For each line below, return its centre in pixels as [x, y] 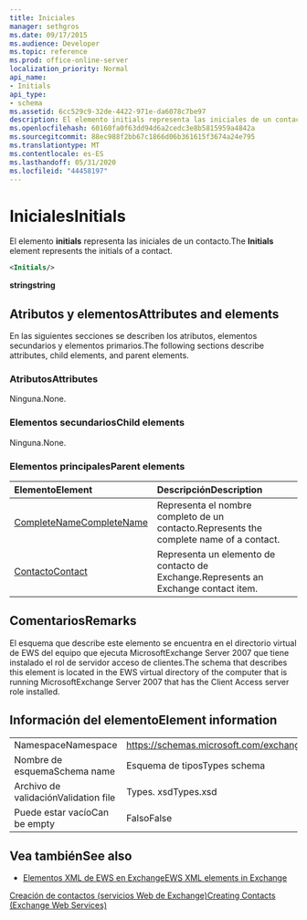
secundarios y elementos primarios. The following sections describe [137, 345]
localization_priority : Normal [69, 69]
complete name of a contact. [218, 539]
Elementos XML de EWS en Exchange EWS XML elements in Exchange [155, 878]
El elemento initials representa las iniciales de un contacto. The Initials [142, 241]
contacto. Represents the [210, 528]
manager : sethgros [44, 26]
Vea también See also [71, 856]
